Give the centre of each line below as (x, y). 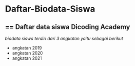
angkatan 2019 (27, 48)
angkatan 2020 (27, 53)
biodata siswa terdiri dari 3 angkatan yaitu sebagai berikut (64, 38)
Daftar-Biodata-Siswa (50, 9)
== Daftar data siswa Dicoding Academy (67, 27)
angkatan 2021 (27, 58)
